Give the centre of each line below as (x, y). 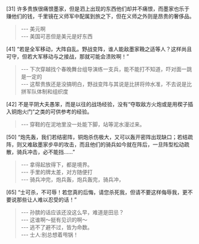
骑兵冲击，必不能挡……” (46, 152)
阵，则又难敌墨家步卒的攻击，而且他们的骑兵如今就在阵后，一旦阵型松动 (95, 144)
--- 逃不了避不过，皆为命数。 (57, 227)
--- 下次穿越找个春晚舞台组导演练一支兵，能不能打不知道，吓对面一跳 (106, 69)
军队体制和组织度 (47, 92)
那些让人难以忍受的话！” (47, 200)
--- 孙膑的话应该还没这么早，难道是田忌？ (72, 212)
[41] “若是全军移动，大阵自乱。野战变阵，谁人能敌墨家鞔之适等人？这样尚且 (99, 49)
